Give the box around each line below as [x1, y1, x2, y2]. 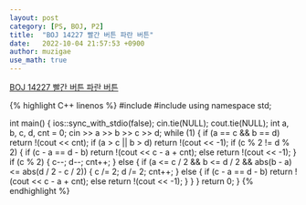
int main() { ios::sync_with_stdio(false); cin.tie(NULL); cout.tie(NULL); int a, [9, 118, 290, 128]
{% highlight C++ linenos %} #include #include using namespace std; [9, 100, 272, 110]
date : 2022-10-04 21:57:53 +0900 [9, 38, 145, 48]
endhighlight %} [9, 186, 70, 196]
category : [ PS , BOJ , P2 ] [9, 22, 104, 31]
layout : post [9, 13, 59, 23]
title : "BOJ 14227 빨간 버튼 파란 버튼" [9, 30, 154, 39]
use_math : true [9, 56, 68, 65]
